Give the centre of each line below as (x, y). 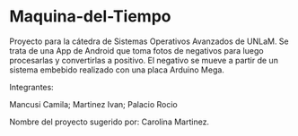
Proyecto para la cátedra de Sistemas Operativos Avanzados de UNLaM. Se (149, 41)
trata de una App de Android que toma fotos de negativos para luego (136, 50)
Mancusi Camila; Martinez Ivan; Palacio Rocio (93, 104)
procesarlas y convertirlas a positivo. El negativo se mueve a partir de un (144, 60)
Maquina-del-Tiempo (90, 17)
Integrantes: (31, 87)
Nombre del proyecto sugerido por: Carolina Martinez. (109, 122)
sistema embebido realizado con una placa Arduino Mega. (117, 70)
